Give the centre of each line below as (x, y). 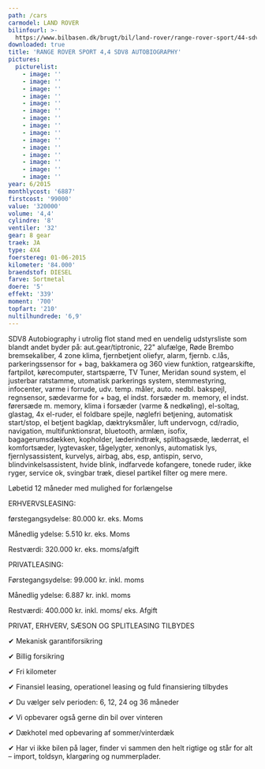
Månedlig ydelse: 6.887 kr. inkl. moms (70, 595)
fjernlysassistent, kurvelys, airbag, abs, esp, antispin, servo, (106, 456)
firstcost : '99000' (40, 199)
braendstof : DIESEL (40, 272)
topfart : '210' (33, 308)
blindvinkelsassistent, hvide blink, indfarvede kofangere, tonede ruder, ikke (130, 464)
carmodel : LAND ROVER (44, 23)
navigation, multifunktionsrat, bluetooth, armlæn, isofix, (98, 431)
